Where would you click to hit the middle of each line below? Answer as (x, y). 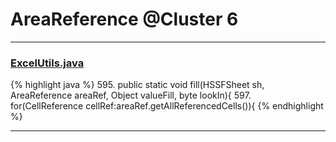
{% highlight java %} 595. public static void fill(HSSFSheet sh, (137, 85)
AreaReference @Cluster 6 (124, 19)
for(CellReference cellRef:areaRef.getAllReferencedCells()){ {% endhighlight (167, 106)
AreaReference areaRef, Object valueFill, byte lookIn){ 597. (131, 95)
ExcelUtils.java (47, 63)
